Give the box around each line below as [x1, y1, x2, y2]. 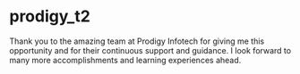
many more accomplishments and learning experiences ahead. [9, 54, 242, 65]
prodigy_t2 [9, 6, 91, 27]
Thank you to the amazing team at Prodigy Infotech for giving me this [9, 36, 265, 46]
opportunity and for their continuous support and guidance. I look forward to [9, 45, 292, 55]
